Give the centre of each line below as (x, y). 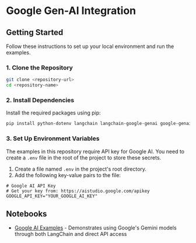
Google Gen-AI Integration (71, 11)
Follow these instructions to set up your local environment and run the (90, 46)
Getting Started (35, 32)
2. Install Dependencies (40, 100)
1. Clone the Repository (39, 67)
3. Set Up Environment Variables (53, 138)
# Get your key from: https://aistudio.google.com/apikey (78, 191)
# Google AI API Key (31, 186)
